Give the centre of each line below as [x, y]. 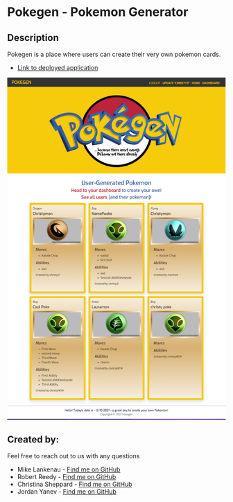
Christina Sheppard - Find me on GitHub [75, 484]
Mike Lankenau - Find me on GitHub [69, 469]
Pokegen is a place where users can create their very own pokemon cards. [114, 54]
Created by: [33, 439]
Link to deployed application [58, 68]
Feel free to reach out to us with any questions [74, 456]
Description [33, 38]
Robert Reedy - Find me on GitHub [67, 477]
